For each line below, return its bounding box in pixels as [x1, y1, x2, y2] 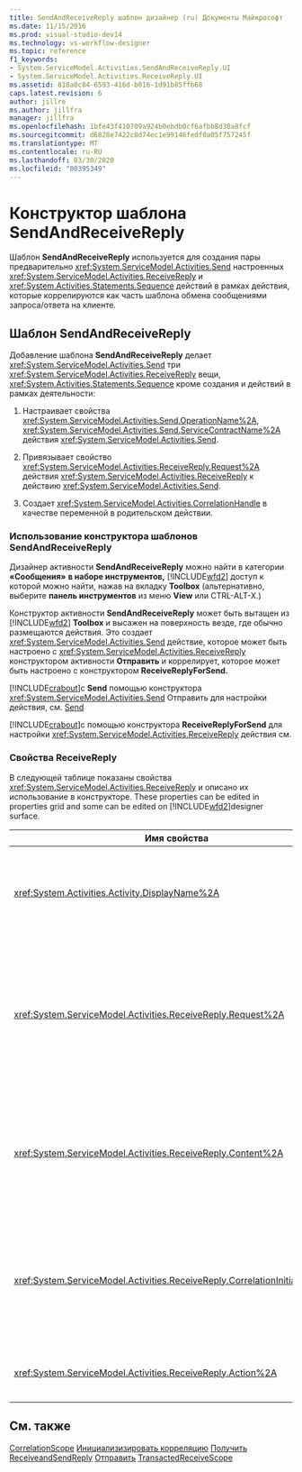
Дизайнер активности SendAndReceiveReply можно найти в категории [9, 562, 285, 572]
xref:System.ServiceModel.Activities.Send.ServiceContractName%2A [22, 425, 281, 435]
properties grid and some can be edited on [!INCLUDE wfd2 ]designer [9, 800, 263, 811]
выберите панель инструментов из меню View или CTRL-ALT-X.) [9, 590, 262, 601]
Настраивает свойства [22, 406, 111, 416]
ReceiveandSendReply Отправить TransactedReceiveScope [9, 1452, 234, 1463]
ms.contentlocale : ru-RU [9, 147, 102, 156]
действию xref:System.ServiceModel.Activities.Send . [22, 480, 222, 491]
